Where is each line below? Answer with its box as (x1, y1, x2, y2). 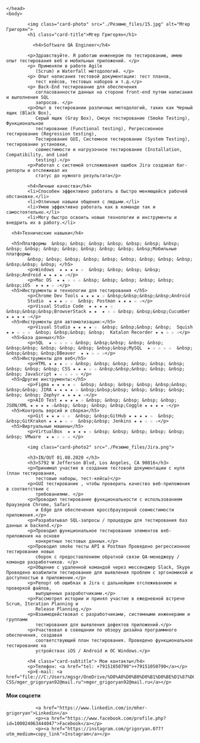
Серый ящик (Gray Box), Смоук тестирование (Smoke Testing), (35, 115, 190, 121)
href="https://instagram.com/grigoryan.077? (51, 726, 164, 732)
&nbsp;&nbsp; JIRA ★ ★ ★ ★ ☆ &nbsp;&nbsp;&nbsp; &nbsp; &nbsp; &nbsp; (6, 387, 185, 393)
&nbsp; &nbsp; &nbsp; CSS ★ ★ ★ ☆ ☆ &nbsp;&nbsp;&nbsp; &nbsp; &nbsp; (6, 366, 185, 372)
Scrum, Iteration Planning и (6, 601, 79, 607)
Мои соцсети (6, 692, 40, 699)
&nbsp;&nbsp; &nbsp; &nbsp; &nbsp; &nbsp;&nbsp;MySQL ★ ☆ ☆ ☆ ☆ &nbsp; (6, 345, 193, 351)
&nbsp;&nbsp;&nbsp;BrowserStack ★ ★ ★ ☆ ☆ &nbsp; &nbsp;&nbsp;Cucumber (6, 309, 190, 315)
